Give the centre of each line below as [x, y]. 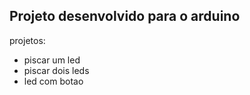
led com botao [53, 81]
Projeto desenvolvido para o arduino [125, 16]
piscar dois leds [56, 70]
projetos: [27, 40]
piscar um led [52, 60]
